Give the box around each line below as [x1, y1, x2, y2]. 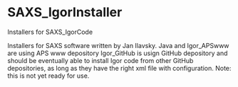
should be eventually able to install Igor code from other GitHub [7, 56, 194, 64]
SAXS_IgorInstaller [7, 4, 123, 21]
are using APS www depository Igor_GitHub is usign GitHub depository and [7, 49, 228, 57]
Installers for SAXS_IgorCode [7, 28, 93, 36]
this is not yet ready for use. [7, 71, 90, 80]
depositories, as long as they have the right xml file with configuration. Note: [7, 64, 232, 72]
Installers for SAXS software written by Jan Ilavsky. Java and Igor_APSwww [7, 41, 229, 50]
